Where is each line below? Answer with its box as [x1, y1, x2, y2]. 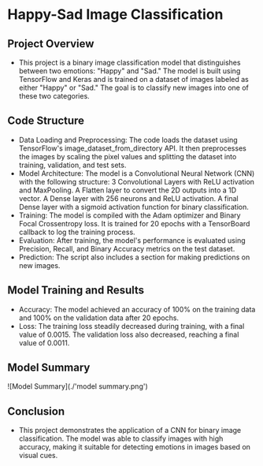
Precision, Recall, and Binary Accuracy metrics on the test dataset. [18, 244, 235, 253]
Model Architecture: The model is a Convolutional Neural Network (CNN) [18, 168, 255, 178]
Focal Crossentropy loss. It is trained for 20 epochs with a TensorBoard [18, 218, 250, 228]
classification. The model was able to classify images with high [18, 434, 224, 443]
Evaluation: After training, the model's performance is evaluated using [18, 235, 246, 245]
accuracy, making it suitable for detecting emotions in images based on [18, 442, 251, 452]
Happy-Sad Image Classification [7, 6, 224, 24]
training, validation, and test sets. [18, 160, 127, 170]
